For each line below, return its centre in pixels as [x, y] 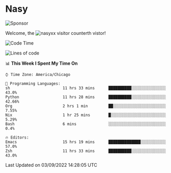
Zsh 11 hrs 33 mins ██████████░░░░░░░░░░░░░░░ [86, 151]
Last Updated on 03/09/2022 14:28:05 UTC [51, 165]
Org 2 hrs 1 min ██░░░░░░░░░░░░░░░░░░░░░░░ [86, 106]
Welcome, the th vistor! [56, 33]
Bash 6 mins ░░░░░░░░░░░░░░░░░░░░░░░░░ [86, 124]
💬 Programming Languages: [33, 83]
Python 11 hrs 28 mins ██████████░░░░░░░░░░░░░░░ [86, 97]
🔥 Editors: [17, 137]
